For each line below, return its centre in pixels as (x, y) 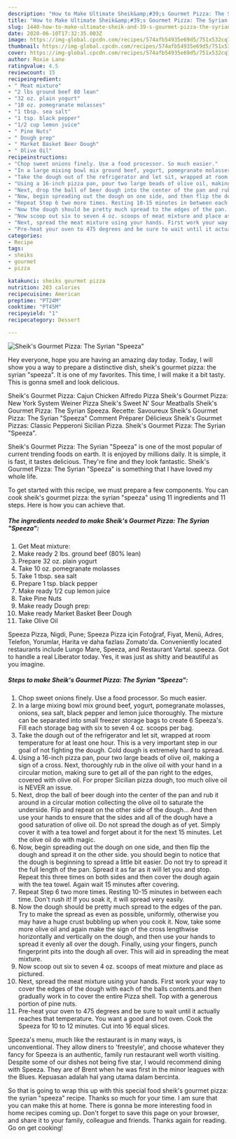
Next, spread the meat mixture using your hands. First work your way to (122, 981)
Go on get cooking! (36, 1128)
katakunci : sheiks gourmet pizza (57, 281)
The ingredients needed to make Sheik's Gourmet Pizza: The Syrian (109, 521)
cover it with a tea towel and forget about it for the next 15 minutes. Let (120, 832)
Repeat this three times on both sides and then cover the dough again (119, 877)
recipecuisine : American (44, 294)
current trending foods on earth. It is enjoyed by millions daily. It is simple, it (117, 454)
